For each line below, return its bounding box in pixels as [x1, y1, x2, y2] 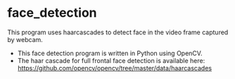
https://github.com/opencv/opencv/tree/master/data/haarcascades [17, 64, 212, 72]
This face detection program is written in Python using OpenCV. [17, 49, 203, 57]
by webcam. [7, 35, 44, 43]
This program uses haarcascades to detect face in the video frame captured [7, 28, 229, 36]
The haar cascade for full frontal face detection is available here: [17, 56, 205, 64]
